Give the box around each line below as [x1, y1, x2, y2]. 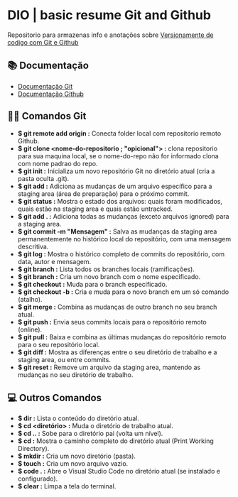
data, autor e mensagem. [17, 257, 91, 266]
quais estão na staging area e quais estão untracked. [17, 204, 173, 213]
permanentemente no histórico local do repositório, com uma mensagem [17, 234, 232, 243]
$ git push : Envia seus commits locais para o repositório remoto [17, 317, 207, 326]
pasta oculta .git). [17, 174, 70, 182]
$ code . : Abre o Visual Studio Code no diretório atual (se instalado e [17, 467, 220, 476]
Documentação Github [17, 89, 84, 98]
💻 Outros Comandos [7, 391, 102, 404]
